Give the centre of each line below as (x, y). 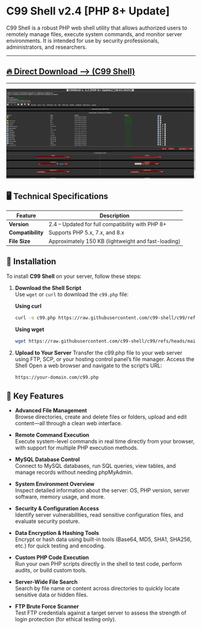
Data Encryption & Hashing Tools (57, 533)
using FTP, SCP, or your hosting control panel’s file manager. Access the (105, 359)
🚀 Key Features (35, 396)
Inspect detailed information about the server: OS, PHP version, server (102, 490)
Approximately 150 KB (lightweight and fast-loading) (115, 241)
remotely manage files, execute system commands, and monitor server (94, 34)
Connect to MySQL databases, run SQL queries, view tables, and (95, 466)
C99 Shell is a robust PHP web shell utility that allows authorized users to (97, 28)
